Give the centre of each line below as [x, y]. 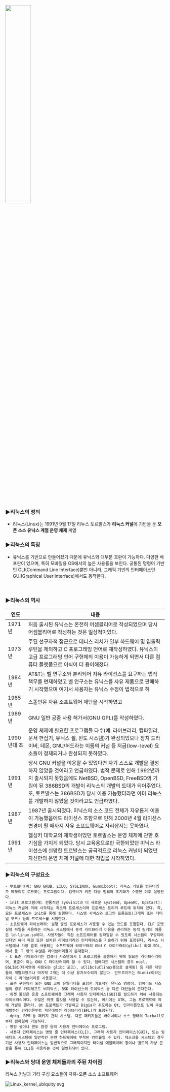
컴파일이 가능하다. [31, 1021]
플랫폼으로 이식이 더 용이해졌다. [74, 664]
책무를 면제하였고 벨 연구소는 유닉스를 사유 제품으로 [86, 681]
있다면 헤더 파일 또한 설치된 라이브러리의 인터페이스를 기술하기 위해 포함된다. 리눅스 [82, 941]
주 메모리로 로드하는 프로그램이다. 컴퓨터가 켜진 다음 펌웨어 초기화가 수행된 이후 [78, 892]
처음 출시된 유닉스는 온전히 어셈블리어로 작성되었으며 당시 [93, 624]
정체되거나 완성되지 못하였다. [76, 753]
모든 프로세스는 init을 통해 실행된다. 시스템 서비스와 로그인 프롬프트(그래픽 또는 [79, 914]
